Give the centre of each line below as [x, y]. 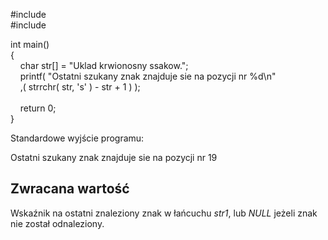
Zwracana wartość [70, 189]
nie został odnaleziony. [57, 223]
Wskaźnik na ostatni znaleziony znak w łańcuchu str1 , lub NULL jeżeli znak [164, 213]
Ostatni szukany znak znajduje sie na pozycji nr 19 [114, 157]
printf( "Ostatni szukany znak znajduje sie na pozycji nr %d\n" [148, 76]
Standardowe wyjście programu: [77, 138]
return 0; [38, 108]
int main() [30, 44]
